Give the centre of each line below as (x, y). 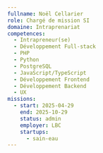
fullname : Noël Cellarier (45, 14)
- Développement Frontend (52, 79)
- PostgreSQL (33, 66)
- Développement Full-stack (55, 47)
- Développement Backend (50, 86)
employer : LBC (41, 125)
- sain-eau (42, 138)
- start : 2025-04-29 (44, 106)
